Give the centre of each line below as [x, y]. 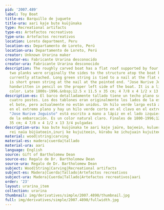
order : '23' [17, 182]
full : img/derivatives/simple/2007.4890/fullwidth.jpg [62, 200]
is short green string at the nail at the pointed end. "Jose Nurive [82, 82]
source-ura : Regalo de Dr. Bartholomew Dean [51, 164]
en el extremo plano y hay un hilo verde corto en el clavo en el [78, 109]
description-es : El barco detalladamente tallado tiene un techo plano [79, 95]
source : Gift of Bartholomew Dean [40, 154]
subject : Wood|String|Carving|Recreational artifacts [61, 168]
